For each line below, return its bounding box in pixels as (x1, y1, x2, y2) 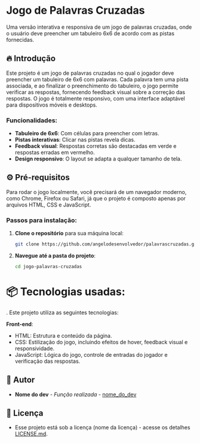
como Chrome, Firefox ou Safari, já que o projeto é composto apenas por (6, 195, 186, 202)
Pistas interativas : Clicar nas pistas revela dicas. (14, 136, 136, 144)
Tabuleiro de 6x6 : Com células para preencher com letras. (14, 130, 159, 137)
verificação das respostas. (14, 357, 81, 365)
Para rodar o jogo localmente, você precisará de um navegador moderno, (6, 188, 187, 195)
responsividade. (14, 345, 55, 352)
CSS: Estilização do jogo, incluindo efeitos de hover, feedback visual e (14, 338, 188, 345)
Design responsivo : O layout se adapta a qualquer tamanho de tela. (14, 155, 182, 162)
